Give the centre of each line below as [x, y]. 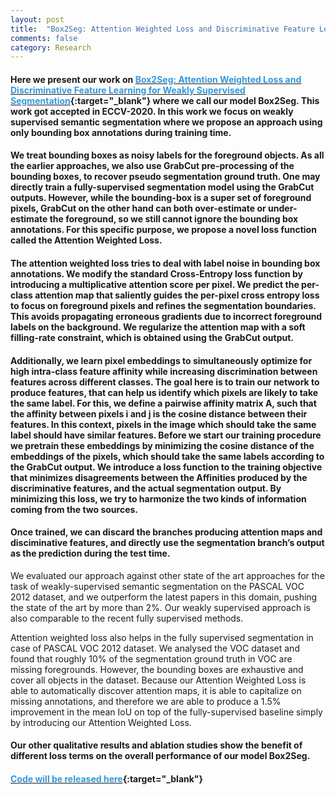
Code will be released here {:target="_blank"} [107, 779]
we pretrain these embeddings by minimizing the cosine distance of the [162, 445]
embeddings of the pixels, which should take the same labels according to [167, 456]
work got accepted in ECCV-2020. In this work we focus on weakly [152, 111]
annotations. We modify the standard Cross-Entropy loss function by [157, 274]
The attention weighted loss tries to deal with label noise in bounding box [165, 263]
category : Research [51, 47]
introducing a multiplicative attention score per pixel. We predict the [155, 285]
